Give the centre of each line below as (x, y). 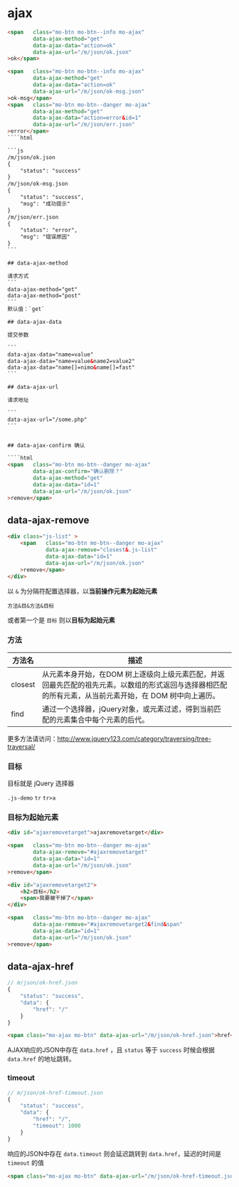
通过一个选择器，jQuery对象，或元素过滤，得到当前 (128, 709)
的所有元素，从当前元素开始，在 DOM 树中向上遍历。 (131, 696)
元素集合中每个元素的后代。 (103, 720)
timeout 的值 (26, 1162)
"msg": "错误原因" (45, 237)
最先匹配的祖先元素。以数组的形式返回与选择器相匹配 (138, 685)
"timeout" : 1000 (57, 1126)
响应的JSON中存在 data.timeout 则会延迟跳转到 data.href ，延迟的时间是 (115, 1153)
